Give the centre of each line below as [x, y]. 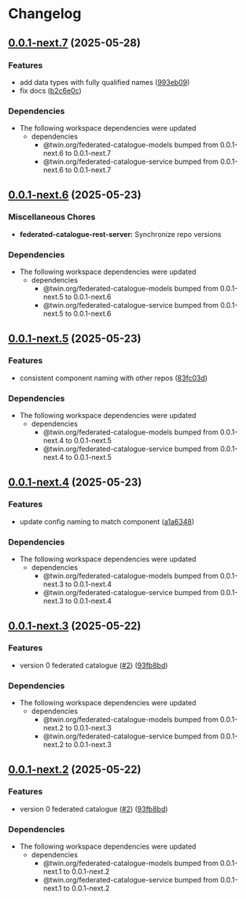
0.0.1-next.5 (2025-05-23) [75, 338]
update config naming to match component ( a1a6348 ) [107, 521]
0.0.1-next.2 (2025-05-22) [75, 770]
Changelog [45, 14]
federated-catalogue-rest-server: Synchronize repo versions [120, 234]
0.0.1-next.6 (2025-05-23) [75, 195]
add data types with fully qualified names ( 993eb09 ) [105, 82]
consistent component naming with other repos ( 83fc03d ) [114, 378]
